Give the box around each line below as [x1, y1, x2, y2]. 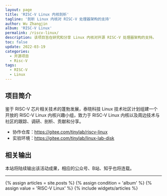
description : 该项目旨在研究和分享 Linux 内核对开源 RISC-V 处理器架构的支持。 [5, 35, 157, 40]
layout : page [5, 7, 32, 12]
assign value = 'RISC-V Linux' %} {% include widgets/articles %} [5, 185, 138, 191]
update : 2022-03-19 [5, 44, 46, 49]
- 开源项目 [9, 53, 29, 59]
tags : [5, 63, 16, 68]
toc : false [5, 40, 28, 45]
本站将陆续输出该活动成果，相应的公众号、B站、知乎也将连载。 [5, 165, 135, 171]
